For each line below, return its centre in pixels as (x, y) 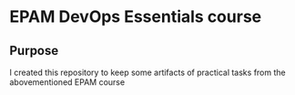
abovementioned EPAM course (67, 82)
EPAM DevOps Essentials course (136, 17)
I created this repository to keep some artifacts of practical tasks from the (147, 72)
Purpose (34, 51)
